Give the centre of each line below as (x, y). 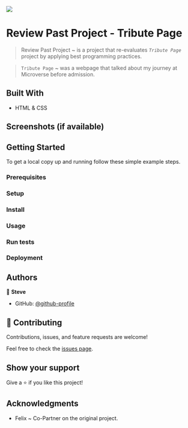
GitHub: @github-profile (45, 303)
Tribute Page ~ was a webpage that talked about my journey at (99, 68)
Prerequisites (26, 177)
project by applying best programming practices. (81, 56)
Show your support (43, 368)
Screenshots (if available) (55, 127)
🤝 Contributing (34, 322)
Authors (22, 277)
